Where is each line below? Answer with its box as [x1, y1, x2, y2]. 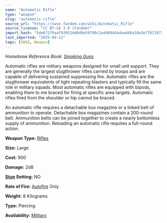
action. [5, 125, 19, 131]
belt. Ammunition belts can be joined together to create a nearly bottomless [5, 115, 160, 121]
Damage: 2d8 [5, 164, 34, 170]
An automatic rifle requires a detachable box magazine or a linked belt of [5, 104, 154, 110]
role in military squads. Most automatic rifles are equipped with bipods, [5, 84, 151, 90]
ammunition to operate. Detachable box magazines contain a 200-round [5, 110, 153, 115]
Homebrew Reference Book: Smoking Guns [5, 53, 94, 59]
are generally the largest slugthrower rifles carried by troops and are [5, 68, 146, 74]
